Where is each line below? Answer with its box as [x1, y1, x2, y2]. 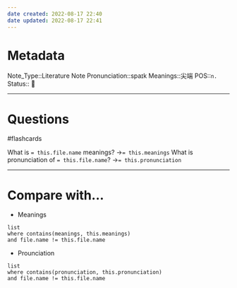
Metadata [7, 47, 65, 64]
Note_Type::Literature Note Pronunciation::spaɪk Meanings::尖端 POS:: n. [7, 71, 217, 80]
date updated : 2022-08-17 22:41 [7, 17, 102, 24]
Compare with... [7, 187, 104, 203]
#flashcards [7, 134, 42, 143]
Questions [7, 111, 69, 127]
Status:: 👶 [7, 79, 35, 88]
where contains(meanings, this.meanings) [7, 231, 131, 238]
